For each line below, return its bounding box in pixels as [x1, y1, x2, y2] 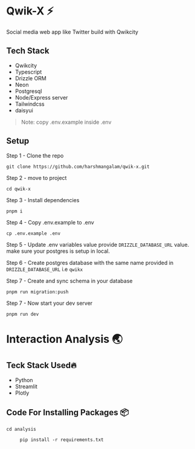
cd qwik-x [6, 186, 31, 192]
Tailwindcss [14, 100, 45, 107]
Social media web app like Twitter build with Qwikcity [6, 28, 139, 36]
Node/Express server [14, 94, 68, 101]
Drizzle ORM [14, 74, 47, 81]
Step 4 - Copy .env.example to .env [6, 218, 95, 226]
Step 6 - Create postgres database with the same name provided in [6, 259, 174, 266]
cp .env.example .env [6, 230, 61, 237]
